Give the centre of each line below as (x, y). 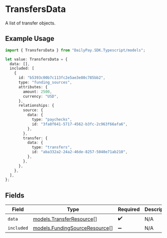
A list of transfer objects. (30, 23)
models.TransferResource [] (65, 219)
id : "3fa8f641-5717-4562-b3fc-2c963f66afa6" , (80, 124)
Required (129, 210)
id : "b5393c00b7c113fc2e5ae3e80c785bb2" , (62, 78)
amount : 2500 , (38, 92)
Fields (15, 195)
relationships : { (36, 106)
